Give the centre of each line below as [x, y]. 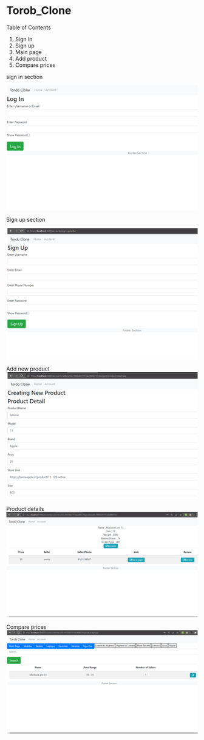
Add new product [28, 369]
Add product [31, 58]
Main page [29, 52]
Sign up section [26, 220]
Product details [25, 509]
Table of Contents [29, 27]
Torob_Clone [39, 11]
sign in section [25, 77]
